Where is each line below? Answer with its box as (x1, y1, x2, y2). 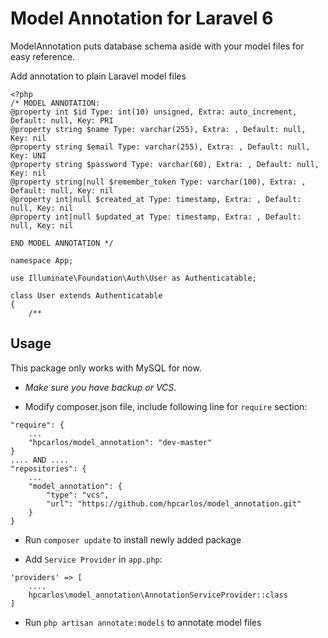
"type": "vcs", (46, 490, 110, 500)
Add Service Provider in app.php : (24, 553, 163, 565)
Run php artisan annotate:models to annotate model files (24, 616, 262, 628)
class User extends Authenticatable (10, 290, 163, 301)
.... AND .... (10, 455, 70, 465)
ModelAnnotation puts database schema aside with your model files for (10, 40, 305, 52)
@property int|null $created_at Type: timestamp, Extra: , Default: (10, 194, 302, 204)
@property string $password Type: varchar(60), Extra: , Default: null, (10, 159, 320, 169)
